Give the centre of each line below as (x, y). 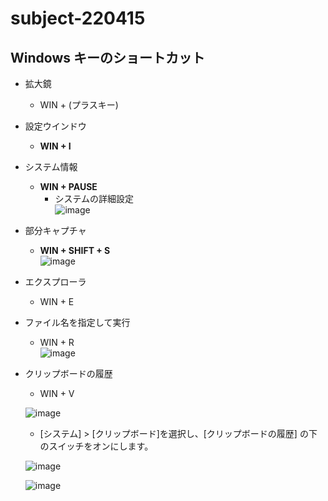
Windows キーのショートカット (107, 57)
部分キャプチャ (55, 230)
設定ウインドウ (55, 126)
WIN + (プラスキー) (79, 105)
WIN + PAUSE (68, 186)
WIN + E (57, 301)
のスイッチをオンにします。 (96, 446)
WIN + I (55, 146)
